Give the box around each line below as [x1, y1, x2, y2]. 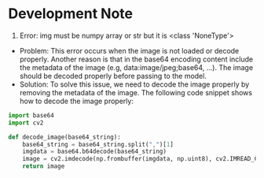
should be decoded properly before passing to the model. [19, 71, 207, 80]
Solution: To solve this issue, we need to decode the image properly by [19, 80, 250, 89]
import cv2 [8, 119, 44, 127]
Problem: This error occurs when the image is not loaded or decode [19, 46, 240, 55]
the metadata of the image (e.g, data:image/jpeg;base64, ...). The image [19, 62, 254, 72]
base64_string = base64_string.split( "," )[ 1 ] [22, 140, 174, 148]
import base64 [8, 111, 55, 119]
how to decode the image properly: [19, 96, 134, 106]
